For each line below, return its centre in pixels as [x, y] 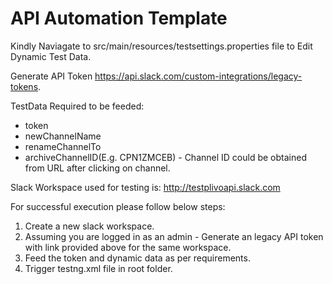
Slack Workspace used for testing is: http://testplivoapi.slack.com [145, 187]
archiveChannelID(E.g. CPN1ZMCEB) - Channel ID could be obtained [165, 157]
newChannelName [63, 136]
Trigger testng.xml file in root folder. [98, 268]
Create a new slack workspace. [89, 226]
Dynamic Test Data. [51, 56]
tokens [24, 86]
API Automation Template [119, 18]
